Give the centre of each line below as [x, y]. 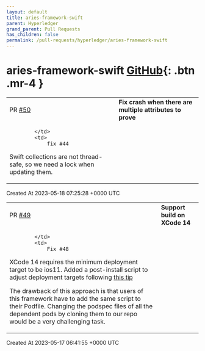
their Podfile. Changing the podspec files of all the [81, 306]
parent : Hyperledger [33, 23]
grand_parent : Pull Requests [43, 29]
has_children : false [33, 35]
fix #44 [58, 143]
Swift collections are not [44, 156]
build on [173, 215]
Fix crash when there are [156, 102]
